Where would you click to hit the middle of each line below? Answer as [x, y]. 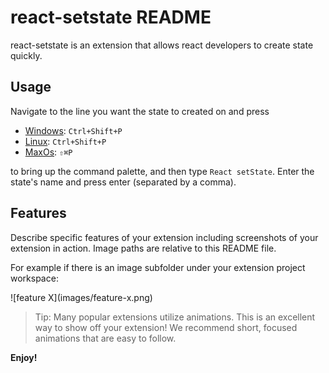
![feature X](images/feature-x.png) [81, 297]
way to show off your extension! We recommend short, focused [166, 327]
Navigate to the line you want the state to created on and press [140, 111]
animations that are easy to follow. [105, 338]
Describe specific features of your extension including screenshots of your [164, 237]
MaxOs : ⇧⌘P [48, 152]
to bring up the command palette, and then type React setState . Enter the [162, 171]
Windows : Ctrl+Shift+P [73, 130]
